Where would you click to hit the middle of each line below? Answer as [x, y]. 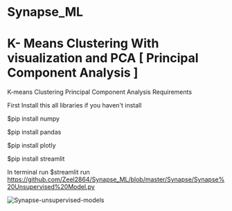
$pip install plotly [32, 145]
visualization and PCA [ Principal [103, 58]
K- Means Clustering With [83, 44]
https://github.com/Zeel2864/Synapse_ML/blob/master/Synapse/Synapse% [116, 179]
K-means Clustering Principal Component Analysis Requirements [100, 92]
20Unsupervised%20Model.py [51, 187]
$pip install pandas [34, 132]
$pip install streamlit [36, 159]
